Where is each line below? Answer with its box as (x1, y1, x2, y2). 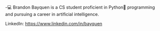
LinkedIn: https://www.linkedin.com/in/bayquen (5, 21, 103, 26)
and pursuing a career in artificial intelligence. (5, 12, 99, 17)
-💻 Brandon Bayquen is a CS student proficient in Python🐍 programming (5, 4, 156, 10)
